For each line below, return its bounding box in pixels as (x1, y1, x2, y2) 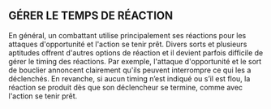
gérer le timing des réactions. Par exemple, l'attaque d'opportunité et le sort (8, 56, 262, 66)
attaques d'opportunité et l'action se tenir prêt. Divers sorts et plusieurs (8, 39, 247, 49)
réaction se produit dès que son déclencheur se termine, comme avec (8, 82, 243, 92)
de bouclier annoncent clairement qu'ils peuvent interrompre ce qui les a (8, 65, 252, 75)
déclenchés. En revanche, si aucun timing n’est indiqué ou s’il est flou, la (8, 73, 251, 83)
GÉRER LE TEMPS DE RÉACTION (8, 9, 173, 23)
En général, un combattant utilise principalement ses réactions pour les (8, 30, 247, 40)
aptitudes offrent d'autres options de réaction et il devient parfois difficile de (8, 47, 264, 58)
